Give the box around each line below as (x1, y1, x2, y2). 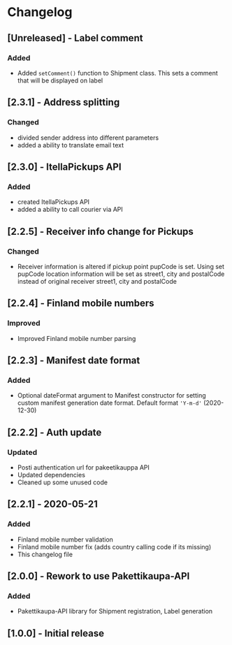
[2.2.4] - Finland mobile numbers (7, 298, 155, 310)
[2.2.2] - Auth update (7, 426, 102, 438)
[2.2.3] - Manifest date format (7, 354, 140, 367)
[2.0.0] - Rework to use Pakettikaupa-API (7, 570, 190, 582)
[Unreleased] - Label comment (7, 32, 143, 44)
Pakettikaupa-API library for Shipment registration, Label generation (17, 607, 213, 616)
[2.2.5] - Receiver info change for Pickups (7, 225, 194, 238)
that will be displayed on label (17, 76, 103, 85)
